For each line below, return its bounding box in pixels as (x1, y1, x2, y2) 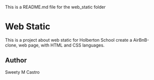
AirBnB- (133, 37, 150, 43)
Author (5, 56, 27, 64)
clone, (5, 42, 18, 48)
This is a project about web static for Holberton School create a (5, 37, 133, 43)
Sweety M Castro (5, 69, 40, 75)
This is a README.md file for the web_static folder (5, 4, 106, 10)
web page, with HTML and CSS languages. (19, 42, 105, 48)
